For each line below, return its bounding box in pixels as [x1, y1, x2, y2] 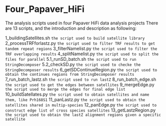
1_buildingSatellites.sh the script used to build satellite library [5, 35, 145, 41]
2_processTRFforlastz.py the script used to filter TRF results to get [5, 40, 156, 46]
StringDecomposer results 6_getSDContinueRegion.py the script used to [5, 66, 158, 73]
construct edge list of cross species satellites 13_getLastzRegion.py [5, 107, 156, 113]
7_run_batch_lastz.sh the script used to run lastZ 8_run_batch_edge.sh [5, 76, 157, 82]
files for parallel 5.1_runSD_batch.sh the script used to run [5, 56, 137, 62]
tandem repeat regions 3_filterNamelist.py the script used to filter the [5, 45, 158, 51]
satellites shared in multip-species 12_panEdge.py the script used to [5, 102, 157, 108]
